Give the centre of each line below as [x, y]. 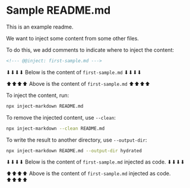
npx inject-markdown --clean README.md [56, 129]
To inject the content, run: [38, 95]
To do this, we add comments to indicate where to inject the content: [90, 50]
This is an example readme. [40, 27]
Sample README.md [58, 10]
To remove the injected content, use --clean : [61, 117]
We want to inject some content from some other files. [73, 38]
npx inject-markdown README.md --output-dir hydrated [74, 151]
